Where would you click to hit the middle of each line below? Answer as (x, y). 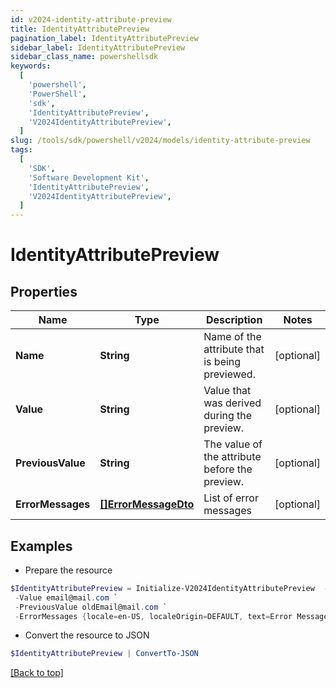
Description (234, 320)
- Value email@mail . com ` (66, 597)
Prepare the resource (68, 570)
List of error (231, 498)
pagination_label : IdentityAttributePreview (104, 38)
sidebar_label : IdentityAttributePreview (98, 47)
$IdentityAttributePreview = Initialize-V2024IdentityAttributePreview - (169, 588)
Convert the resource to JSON (87, 635)
